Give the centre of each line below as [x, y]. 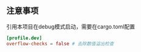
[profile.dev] [24, 38]
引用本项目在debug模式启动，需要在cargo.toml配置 [71, 27]
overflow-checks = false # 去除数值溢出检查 [60, 44]
